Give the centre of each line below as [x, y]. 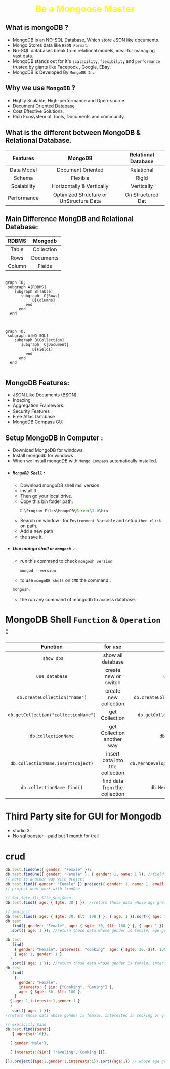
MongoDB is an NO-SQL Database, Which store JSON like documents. [86, 40]
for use [113, 647]
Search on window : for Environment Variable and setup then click [91, 520]
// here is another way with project [45, 879]
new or [113, 676]
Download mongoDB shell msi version [60, 485]
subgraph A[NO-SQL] [28, 336]
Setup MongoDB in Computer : [54, 438]
